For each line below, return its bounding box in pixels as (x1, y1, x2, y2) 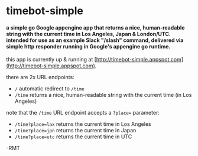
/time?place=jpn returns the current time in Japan (14, 127, 137, 134)
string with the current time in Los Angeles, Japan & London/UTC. (6, 30, 171, 37)
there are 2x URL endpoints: (6, 74, 75, 81)
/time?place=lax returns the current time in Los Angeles (14, 121, 152, 128)
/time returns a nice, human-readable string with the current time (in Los (14, 92, 192, 99)
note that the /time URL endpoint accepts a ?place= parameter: (6, 109, 160, 116)
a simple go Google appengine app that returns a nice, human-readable (6, 24, 185, 31)
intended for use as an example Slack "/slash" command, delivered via (6, 37, 184, 44)
